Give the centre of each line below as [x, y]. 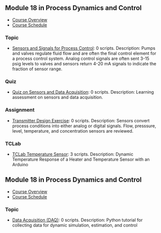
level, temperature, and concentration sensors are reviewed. [73, 131]
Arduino [20, 165]
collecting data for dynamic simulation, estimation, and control [75, 225]
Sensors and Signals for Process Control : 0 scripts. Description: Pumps [84, 48]
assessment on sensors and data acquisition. [58, 97]
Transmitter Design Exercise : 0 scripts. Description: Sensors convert [81, 120]
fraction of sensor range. [37, 69]
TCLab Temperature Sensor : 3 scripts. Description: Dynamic [73, 154]
